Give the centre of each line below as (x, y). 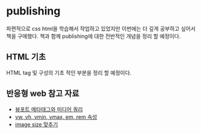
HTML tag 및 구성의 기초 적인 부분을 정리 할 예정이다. (69, 72)
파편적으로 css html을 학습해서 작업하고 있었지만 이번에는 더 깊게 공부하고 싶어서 (101, 28)
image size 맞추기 (36, 124)
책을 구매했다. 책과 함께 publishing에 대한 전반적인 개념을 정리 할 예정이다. (94, 36)
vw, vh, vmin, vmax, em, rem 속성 (56, 116)
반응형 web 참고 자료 (43, 94)
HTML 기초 (26, 57)
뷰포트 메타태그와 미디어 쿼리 (49, 109)
